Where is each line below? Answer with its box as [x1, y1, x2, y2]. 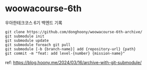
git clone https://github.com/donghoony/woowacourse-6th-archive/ [5, 29, 143, 34]
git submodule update [5, 38, 49, 43]
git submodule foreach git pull [5, 42, 71, 47]
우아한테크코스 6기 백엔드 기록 [5, 20, 62, 25]
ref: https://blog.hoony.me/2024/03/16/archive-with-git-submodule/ [5, 59, 142, 65]
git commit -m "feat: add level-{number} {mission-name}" [5, 51, 125, 56]
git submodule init [5, 34, 45, 39]
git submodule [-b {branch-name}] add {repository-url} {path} [5, 47, 136, 51]
